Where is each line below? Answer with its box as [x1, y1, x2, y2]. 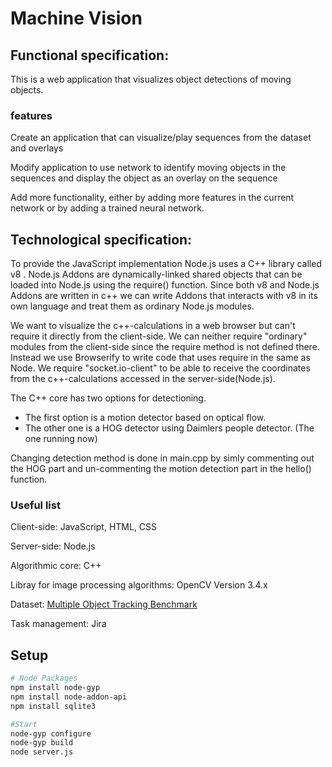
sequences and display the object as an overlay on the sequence [10, 172, 278, 184]
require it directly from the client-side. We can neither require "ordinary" [10, 330, 308, 342]
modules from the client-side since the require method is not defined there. [10, 341, 320, 353]
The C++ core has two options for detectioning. [10, 392, 207, 404]
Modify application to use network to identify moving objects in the [10, 162, 287, 174]
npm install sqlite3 [10, 701, 97, 711]
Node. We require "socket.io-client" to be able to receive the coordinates [10, 362, 311, 374]
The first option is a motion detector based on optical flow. [24, 412, 267, 424]
